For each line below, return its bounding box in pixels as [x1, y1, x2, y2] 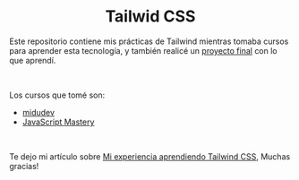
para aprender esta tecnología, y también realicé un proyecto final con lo [9, 45, 278, 56]
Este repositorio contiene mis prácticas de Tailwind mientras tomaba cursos [9, 36, 289, 47]
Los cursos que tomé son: [9, 90, 106, 100]
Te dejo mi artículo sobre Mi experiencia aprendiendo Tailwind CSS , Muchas [9, 150, 291, 162]
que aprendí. [9, 55, 56, 65]
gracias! [9, 160, 39, 171]
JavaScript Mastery [21, 116, 95, 127]
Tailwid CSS [105, 6, 196, 27]
